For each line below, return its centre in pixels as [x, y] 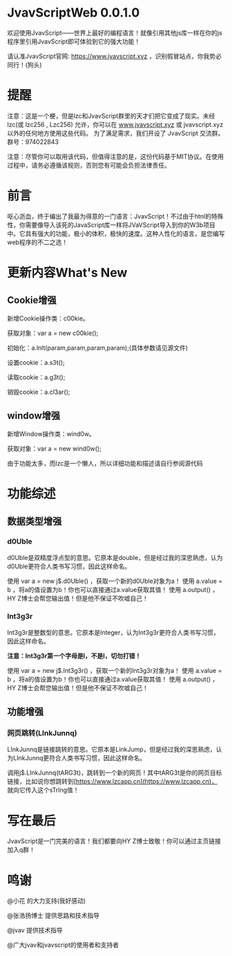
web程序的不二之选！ [37, 242]
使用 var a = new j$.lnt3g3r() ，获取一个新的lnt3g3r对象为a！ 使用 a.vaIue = [115, 670]
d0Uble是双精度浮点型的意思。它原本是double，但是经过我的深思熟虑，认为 [115, 557]
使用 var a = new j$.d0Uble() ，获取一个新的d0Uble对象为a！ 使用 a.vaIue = [115, 581]
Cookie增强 [32, 300]
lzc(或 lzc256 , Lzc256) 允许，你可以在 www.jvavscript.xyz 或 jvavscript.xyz [115, 124]
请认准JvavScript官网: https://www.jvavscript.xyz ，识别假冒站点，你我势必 [115, 56]
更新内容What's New [67, 273]
